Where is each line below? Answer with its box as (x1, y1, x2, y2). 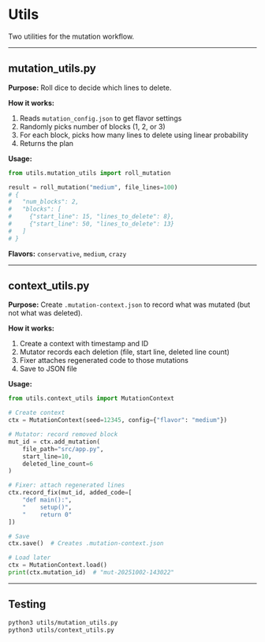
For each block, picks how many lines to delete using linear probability (19, 130, 248, 140)
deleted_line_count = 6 (22, 460, 93, 468)
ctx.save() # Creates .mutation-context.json (8, 539, 164, 547)
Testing (8, 598, 47, 611)
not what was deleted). (8, 308, 83, 318)
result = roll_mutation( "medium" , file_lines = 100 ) (8, 183, 178, 191)
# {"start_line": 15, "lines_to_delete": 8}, (8, 213, 175, 221)
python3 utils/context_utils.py (8, 625, 114, 634)
